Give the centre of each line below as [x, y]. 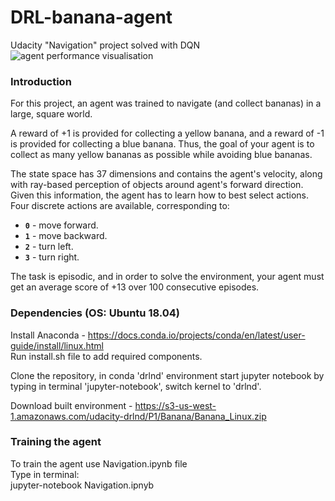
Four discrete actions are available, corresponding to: [120, 206]
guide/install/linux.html [57, 345]
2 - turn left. [49, 247]
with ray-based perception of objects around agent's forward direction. [157, 185]
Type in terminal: [45, 474]
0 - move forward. [61, 225]
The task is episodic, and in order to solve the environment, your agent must [167, 277]
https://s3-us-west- [175, 405]
